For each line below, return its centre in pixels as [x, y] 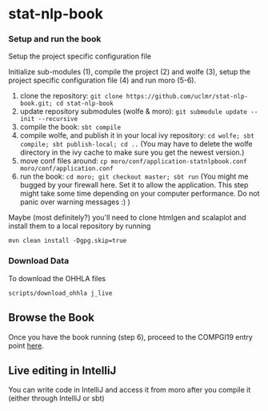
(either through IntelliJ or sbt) [57, 398]
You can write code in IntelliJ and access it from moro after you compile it [130, 390]
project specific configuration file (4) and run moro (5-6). [102, 80]
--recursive [58, 119]
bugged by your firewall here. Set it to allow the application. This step [134, 185]
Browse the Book [51, 318]
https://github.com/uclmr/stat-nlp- [187, 97]
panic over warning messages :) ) [75, 202]
